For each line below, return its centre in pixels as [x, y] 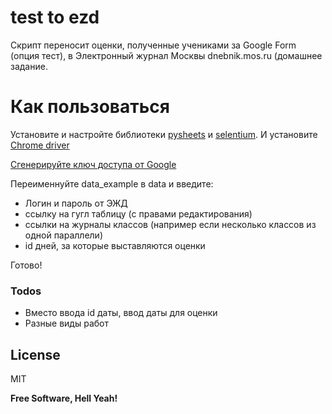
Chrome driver [40, 145]
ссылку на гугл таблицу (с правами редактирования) [138, 213]
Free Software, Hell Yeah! [64, 398]
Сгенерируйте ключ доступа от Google [93, 164]
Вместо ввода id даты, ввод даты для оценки [121, 313]
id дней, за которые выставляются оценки [115, 245]
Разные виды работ [66, 323]
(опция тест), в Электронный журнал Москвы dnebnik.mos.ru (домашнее [166, 55]
